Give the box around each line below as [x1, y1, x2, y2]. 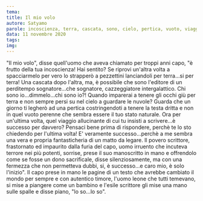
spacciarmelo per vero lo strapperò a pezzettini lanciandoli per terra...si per [6, 72, 195, 79]
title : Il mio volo [6, 15, 56, 21]
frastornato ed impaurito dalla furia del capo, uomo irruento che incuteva [6, 143, 187, 150]
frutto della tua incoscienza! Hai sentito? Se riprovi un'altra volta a [6, 65, 170, 73]
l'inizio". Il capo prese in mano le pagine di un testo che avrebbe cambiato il [6, 168, 195, 176]
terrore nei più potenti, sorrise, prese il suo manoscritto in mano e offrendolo [6, 149, 197, 156]
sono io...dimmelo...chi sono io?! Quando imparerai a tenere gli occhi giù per [6, 91, 196, 99]
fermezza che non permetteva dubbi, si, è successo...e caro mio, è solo [6, 162, 184, 170]
